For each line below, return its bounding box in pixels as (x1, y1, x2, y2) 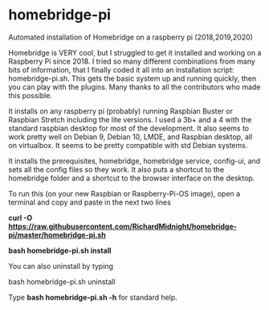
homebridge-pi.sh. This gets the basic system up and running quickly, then (8, 73, 257, 83)
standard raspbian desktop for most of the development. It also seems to (8, 123, 250, 133)
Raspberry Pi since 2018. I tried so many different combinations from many (8, 56, 255, 66)
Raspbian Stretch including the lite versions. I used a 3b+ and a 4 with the (8, 114, 252, 124)
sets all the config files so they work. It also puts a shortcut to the (8, 164, 225, 174)
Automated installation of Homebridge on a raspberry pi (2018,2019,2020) (8, 32, 253, 42)
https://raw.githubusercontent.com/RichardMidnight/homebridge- (8, 221, 237, 231)
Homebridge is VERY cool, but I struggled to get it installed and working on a (8, 48, 262, 57)
